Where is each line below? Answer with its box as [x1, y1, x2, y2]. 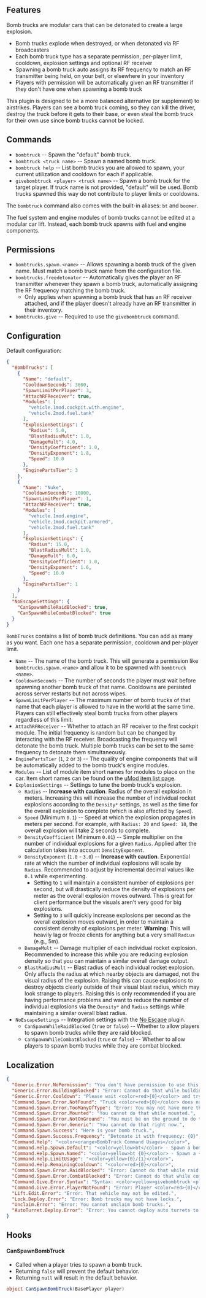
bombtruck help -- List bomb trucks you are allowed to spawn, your [15, 164, 185, 171]
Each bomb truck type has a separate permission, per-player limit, [15, 52, 183, 60]
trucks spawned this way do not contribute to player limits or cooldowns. [15, 190, 199, 197]
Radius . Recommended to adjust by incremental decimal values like [24, 866, 194, 873]
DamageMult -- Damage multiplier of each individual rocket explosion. [24, 945, 197, 952]
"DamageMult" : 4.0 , [28, 439, 78, 445]
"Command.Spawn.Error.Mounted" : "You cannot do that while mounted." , [12, 1110, 196, 1116]
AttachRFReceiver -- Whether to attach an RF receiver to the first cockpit [15, 722, 199, 730]
